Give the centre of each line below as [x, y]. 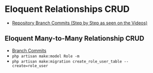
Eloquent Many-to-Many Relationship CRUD [74, 38]
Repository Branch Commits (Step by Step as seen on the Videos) [80, 23]
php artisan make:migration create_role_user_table [67, 61]
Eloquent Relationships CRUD [67, 9]
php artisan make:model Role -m [45, 56]
